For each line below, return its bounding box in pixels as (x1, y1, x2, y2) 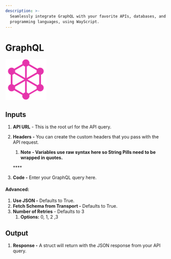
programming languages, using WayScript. (10, 19, 100, 24)
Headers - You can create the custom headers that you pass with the (12, 134, 159, 140)
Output (5, 229, 28, 237)
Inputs (5, 110, 27, 119)
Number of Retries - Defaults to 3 (12, 208, 84, 215)
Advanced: (5, 186, 30, 192)
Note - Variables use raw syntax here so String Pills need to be (20, 149, 156, 155)
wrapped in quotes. (20, 154, 63, 161)
